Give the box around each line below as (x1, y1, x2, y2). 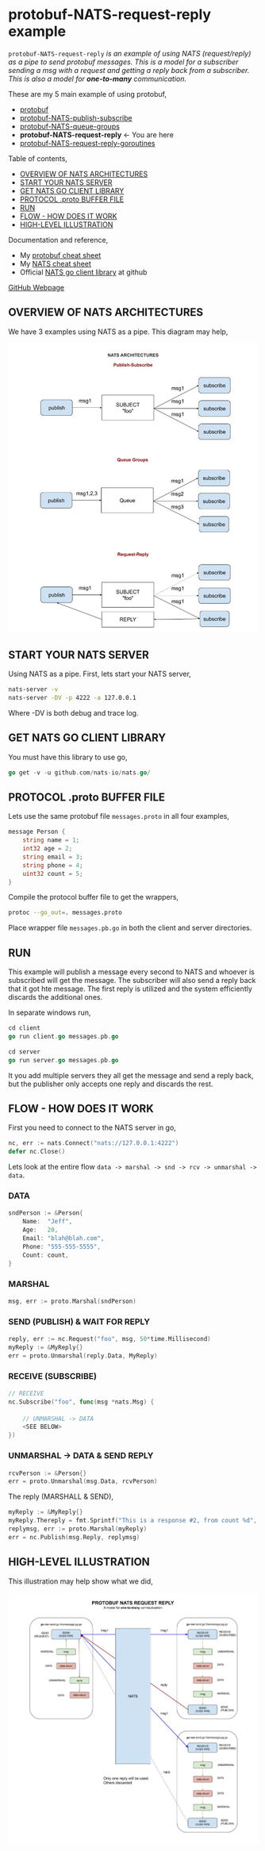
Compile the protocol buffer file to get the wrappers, (8, 893, 179, 902)
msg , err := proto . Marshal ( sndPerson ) (8, 1297, 136, 1305)
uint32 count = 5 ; (22, 870, 83, 877)
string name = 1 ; (22, 836, 80, 844)
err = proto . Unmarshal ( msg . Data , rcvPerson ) (8, 1477, 158, 1485)
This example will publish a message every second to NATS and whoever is (8, 967, 255, 977)
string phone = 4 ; (22, 861, 83, 870)
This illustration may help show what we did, (8, 1576, 153, 1586)
